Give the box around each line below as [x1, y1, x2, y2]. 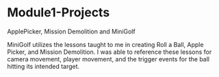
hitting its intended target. [7, 62, 80, 70]
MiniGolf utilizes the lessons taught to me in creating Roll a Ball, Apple [7, 40, 204, 48]
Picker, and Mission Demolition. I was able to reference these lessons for [7, 48, 212, 56]
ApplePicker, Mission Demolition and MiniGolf [7, 27, 136, 35]
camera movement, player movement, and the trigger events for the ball [7, 55, 210, 63]
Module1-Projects [7, 5, 110, 20]
